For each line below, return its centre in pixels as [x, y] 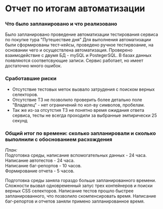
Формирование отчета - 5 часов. [40, 171]
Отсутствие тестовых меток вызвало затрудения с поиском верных [83, 89]
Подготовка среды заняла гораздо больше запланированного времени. [81, 181]
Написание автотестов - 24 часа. [40, 160]
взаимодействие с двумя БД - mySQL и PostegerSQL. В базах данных [78, 55]
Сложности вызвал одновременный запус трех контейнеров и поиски [79, 186]
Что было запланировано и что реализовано [61, 24]
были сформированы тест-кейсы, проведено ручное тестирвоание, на [79, 45]
